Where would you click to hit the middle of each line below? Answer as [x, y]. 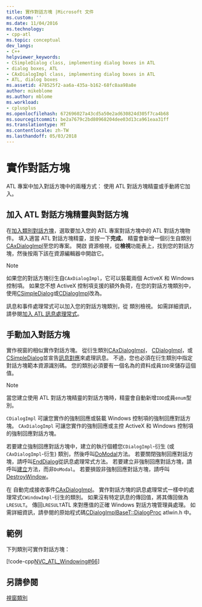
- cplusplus [21, 108]
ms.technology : [25, 29]
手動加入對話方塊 [38, 335]
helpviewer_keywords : [34, 57]
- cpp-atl [19, 35]
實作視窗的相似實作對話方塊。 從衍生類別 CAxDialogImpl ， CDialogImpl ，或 [99, 351]
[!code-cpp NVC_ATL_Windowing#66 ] [53, 561]
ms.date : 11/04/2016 [32, 23]
